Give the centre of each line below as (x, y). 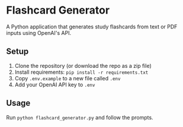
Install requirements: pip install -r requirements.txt (81, 72)
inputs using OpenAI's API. (39, 32)
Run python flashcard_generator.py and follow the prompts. (80, 117)
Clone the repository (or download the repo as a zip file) (83, 66)
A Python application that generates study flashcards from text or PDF (92, 27)
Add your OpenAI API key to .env (55, 84)
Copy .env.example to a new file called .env (68, 78)
